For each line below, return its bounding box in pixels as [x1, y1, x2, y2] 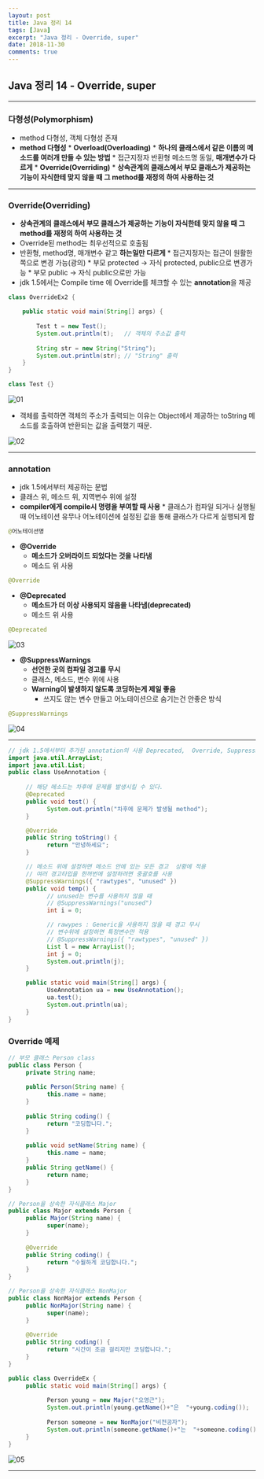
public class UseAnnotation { [8, 769, 108, 776]
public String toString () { [25, 834, 118, 842]
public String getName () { [25, 1164, 114, 1171]
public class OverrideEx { [8, 1374, 97, 1382]
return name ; [46, 1171, 90, 1178]
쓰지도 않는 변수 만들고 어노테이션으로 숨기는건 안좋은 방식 [42, 694, 222, 703]
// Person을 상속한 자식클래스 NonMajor [8, 1287, 127, 1295]
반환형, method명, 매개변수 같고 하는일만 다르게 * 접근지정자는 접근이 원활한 [19, 249, 253, 258]
